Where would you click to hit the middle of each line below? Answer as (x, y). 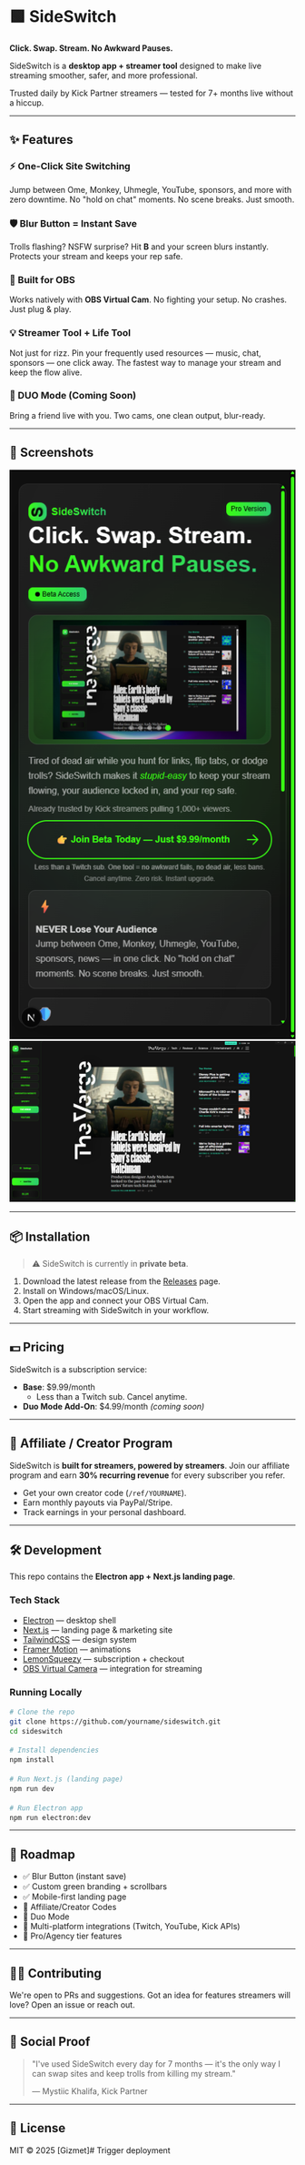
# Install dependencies (54, 1750)
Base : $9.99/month (59, 1387)
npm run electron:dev (50, 1817)
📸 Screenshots (52, 453)
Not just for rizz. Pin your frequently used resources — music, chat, (135, 353)
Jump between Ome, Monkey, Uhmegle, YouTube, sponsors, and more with (151, 189)
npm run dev (32, 1788)
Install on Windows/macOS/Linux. (86, 1290)
